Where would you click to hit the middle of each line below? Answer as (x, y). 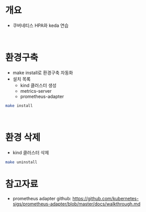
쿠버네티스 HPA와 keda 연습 (40, 25)
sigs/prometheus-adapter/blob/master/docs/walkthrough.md (77, 204)
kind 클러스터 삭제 (31, 152)
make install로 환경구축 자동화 (43, 73)
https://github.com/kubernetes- (106, 198)
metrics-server (36, 91)
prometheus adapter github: (42, 198)
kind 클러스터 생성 (38, 85)
